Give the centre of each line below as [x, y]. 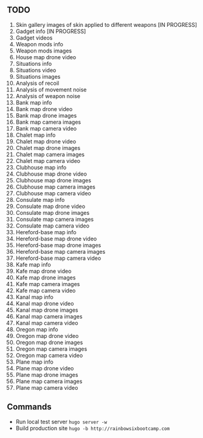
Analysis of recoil [37, 83]
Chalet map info [36, 135]
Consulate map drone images [53, 212]
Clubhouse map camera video [53, 193]
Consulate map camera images [54, 219]
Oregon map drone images [49, 342]
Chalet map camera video [48, 160]
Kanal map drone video [45, 303]
